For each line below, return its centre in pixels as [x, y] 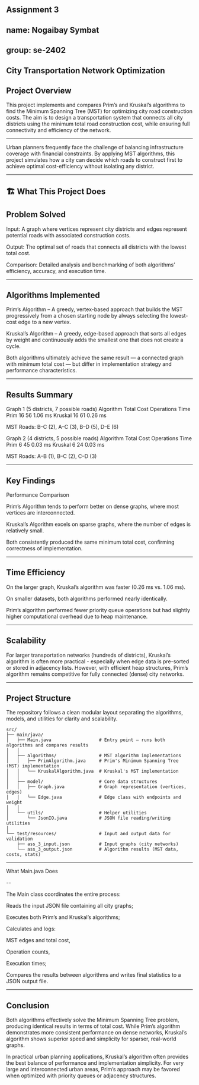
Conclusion [28, 1006]
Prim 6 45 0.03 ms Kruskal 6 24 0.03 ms [55, 445]
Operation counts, [28, 952]
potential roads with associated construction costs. [68, 235]
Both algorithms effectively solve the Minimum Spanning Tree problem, [93, 1020]
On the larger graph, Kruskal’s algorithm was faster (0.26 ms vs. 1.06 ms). [96, 587]
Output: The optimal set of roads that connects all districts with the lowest [96, 247]
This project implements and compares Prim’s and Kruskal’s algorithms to [96, 105]
